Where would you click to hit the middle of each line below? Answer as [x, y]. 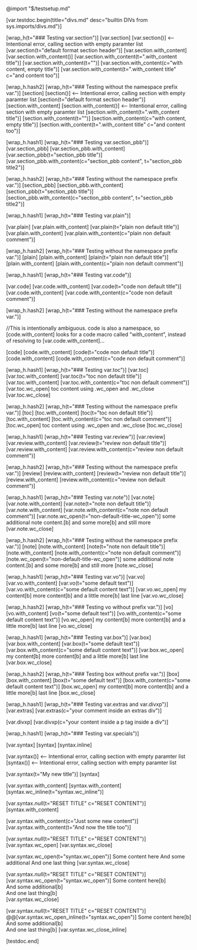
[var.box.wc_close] [29, 662]
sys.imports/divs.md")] [34, 26]
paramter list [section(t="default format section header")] [76, 99]
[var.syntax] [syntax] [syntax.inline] [49, 745]
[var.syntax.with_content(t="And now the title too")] [69, 827]
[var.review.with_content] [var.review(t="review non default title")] [86, 443]
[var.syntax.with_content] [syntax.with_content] [64, 785]
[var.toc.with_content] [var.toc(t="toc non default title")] [74, 376]
